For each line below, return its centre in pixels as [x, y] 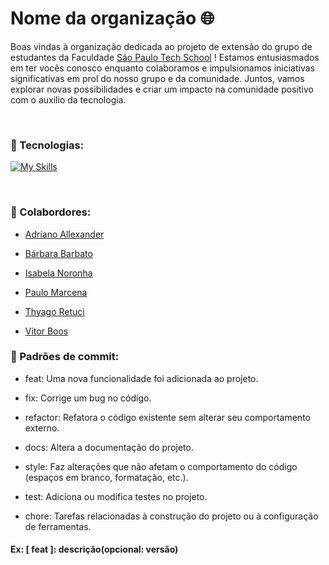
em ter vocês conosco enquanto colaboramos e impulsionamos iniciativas [162, 68]
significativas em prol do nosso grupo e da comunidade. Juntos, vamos [157, 78]
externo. [42, 428]
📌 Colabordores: [51, 212]
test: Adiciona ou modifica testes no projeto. [116, 496]
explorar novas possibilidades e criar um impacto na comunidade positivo [162, 89]
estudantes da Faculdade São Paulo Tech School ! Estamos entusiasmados [165, 57]
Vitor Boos [46, 331]
